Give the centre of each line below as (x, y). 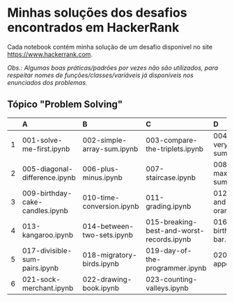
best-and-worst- (175, 230)
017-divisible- (47, 251)
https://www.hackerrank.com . (50, 54)
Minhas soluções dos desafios (97, 13)
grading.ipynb (169, 206)
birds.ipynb (101, 264)
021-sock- (41, 279)
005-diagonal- (47, 168)
